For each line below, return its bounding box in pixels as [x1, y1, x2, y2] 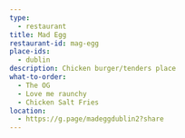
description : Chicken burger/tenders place [9, 64, 177, 74]
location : [9, 106, 47, 115]
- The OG [17, 81, 51, 90]
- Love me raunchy [17, 89, 88, 98]
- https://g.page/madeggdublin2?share [17, 114, 165, 123]
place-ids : [9, 47, 51, 56]
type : [9, 13, 30, 23]
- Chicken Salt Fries [17, 97, 100, 107]
